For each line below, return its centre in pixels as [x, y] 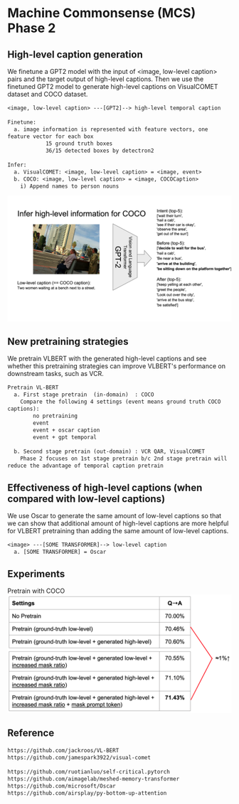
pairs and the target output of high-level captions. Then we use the [106, 79]
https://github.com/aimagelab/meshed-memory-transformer [94, 779]
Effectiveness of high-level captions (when [105, 487]
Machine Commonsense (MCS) [102, 13]
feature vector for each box [51, 136]
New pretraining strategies [68, 342]
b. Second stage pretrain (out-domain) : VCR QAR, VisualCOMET [109, 452]
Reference [31, 733]
